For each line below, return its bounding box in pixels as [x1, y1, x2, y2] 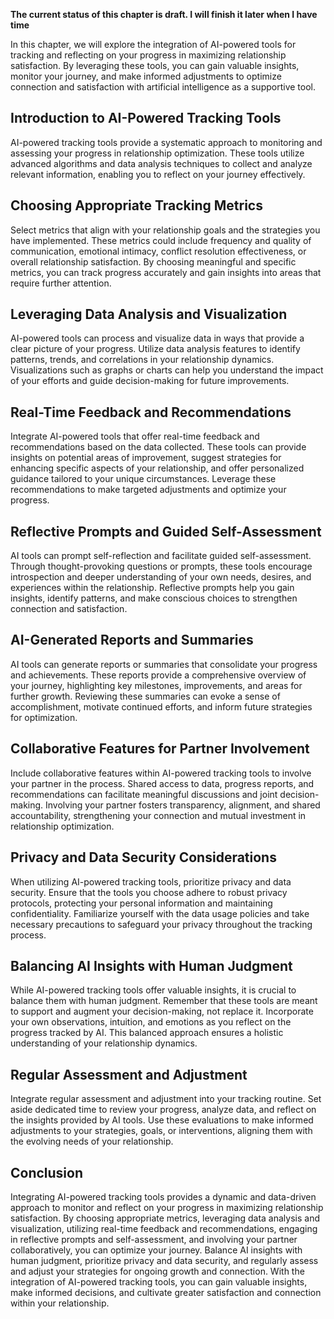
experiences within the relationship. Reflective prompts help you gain [10, 582, 295, 594]
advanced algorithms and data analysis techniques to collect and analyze [10, 157, 313, 169]
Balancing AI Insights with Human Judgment [10, 957, 293, 974]
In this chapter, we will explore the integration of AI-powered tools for [10, 39, 297, 50]
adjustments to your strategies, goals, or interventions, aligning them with [10, 1125, 313, 1137]
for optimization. [10, 711, 78, 723]
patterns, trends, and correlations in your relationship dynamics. [10, 354, 275, 366]
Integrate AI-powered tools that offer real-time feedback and [10, 430, 260, 443]
